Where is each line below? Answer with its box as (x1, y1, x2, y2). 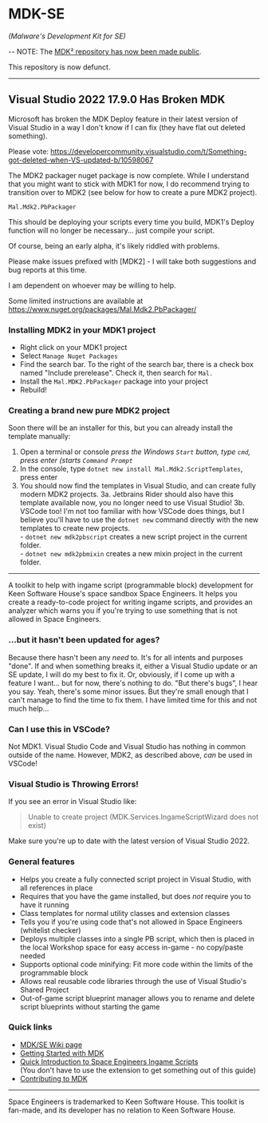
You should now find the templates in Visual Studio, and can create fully (19, 481, 257, 491)
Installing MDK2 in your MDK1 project (8, 325, 156, 336)
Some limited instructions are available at (8, 296, 144, 305)
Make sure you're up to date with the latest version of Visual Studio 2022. (8, 836, 250, 846)
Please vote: (8, 146, 49, 156)
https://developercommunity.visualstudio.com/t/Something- (50, 146, 247, 156)
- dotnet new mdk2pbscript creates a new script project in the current (19, 532, 248, 542)
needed (19, 950, 45, 960)
